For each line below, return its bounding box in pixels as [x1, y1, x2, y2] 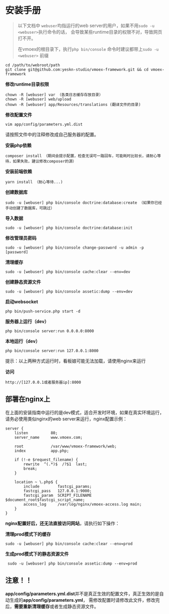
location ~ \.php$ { [14, 479, 58, 485]
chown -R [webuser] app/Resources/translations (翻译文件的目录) [5, 102, 141, 107]
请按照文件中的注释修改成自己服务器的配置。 [5, 131, 99, 138]
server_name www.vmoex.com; [14, 435, 83, 440]
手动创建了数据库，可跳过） [5, 205, 55, 210]
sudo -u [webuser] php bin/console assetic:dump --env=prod [7, 561, 138, 566]
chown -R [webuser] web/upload [5, 96, 72, 102]
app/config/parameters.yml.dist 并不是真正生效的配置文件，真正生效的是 [5, 591, 160, 597]
